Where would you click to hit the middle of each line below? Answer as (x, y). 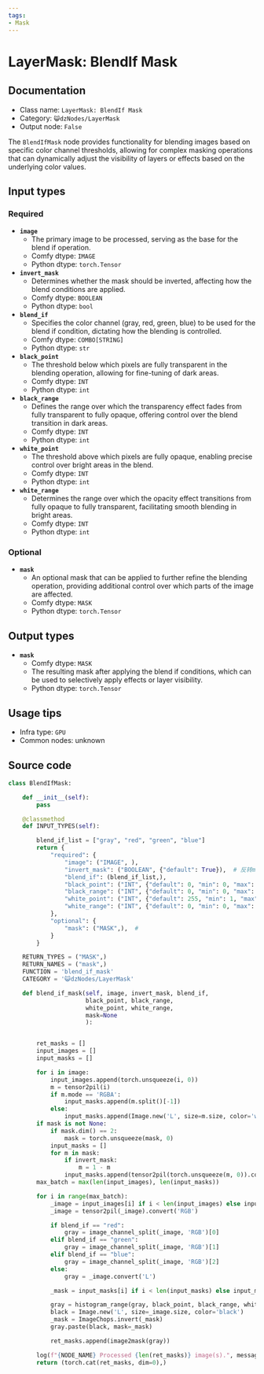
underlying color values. (47, 167)
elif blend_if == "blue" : (92, 1255)
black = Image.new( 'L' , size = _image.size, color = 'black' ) (147, 1312)
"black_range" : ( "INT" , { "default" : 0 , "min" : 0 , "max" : (159, 892)
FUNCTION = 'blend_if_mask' (68, 972)
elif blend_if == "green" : (94, 1240)
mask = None (101, 1015)
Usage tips (35, 713)
